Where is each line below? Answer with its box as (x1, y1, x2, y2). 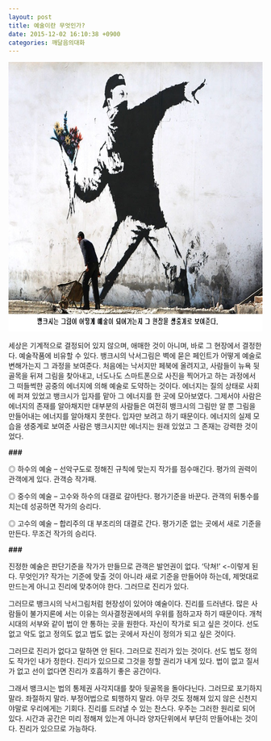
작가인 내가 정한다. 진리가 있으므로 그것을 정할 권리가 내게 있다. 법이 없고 (16, 656, 244, 666)
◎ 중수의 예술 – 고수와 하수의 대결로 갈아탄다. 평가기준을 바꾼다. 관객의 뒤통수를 (8, 492, 260, 502)
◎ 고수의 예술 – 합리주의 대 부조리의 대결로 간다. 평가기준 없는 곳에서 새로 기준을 (8, 518, 262, 528)
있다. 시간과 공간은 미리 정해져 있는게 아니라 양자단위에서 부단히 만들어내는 (8, 714, 244, 723)
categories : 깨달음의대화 (8, 39, 85, 47)
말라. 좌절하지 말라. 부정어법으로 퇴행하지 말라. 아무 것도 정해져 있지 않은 (8, 693, 236, 703)
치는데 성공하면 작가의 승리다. (8, 502, 102, 511)
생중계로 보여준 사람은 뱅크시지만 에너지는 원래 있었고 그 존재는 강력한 (23, 422, 244, 431)
